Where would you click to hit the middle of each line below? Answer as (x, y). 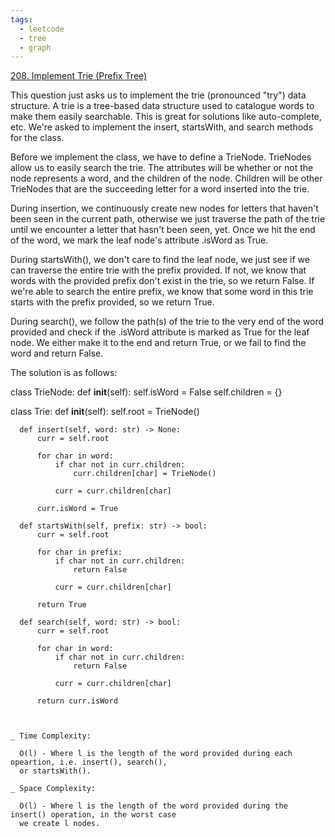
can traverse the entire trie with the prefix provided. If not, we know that (158, 270)
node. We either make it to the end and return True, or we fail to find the (158, 343)
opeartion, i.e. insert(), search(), (89, 762)
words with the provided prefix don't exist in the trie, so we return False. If (162, 281)
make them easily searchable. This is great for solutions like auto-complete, (166, 117)
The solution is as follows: (64, 373)
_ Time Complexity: (51, 736)
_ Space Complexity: (53, 789)
